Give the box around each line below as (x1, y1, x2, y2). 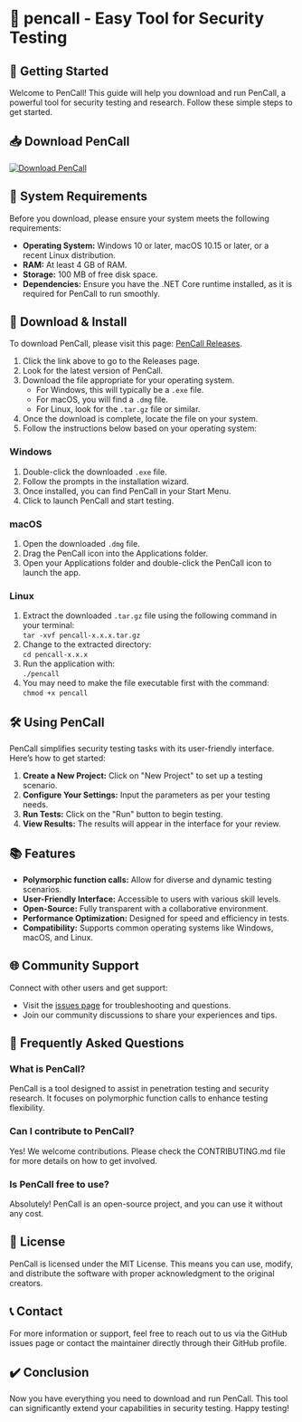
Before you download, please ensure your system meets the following (9, 213, 269, 224)
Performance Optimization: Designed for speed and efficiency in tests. (22, 912, 289, 923)
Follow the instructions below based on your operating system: (22, 423, 258, 434)
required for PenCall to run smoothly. (22, 288, 161, 299)
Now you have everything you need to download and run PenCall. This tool (9, 1393, 288, 1404)
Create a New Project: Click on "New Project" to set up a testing (22, 770, 264, 781)
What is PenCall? (9, 1063, 86, 1075)
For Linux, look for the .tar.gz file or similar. (35, 404, 201, 415)
